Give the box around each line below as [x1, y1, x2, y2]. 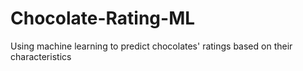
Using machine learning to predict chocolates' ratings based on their [10, 40, 293, 52]
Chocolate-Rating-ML [10, 7, 196, 30]
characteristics [10, 50, 72, 62]
